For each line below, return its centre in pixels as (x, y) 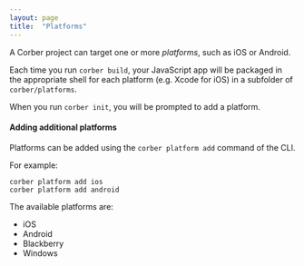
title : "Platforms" (49, 26)
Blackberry (43, 243)
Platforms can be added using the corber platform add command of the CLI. (152, 147)
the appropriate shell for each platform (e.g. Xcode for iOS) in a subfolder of (151, 79)
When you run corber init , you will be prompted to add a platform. (135, 106)
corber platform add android (64, 190)
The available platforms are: (61, 206)
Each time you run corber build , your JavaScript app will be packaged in (146, 70)
